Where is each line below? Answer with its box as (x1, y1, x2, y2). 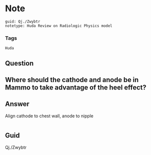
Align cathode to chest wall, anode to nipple (5, 113, 94, 119)
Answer (5, 100, 30, 108)
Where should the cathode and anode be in (5, 76, 139, 84)
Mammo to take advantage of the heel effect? (5, 84, 147, 92)
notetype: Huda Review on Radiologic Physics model (5, 23, 112, 28)
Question (5, 59, 34, 67)
